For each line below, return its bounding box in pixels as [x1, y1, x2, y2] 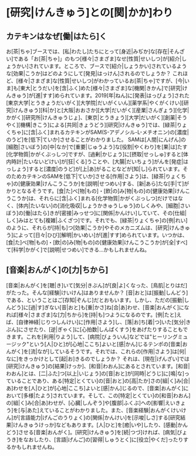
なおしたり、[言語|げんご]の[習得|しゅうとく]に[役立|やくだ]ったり [23, 436, 184, 443]
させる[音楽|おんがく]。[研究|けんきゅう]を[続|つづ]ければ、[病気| [18, 428, 177, 435]
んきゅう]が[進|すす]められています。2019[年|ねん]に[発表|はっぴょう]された [6, 92, 190, 99]
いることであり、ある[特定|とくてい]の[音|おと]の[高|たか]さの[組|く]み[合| [11, 377, 191, 384]
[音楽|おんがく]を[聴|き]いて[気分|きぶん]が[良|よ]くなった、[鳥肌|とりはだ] [6, 281, 188, 289]
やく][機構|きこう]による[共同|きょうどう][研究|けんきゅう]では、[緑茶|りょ [6, 122, 188, 128]
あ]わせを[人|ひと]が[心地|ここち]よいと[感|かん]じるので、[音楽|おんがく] [6, 384, 184, 391]
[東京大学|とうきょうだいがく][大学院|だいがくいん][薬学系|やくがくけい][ [6, 99, 184, 106]
